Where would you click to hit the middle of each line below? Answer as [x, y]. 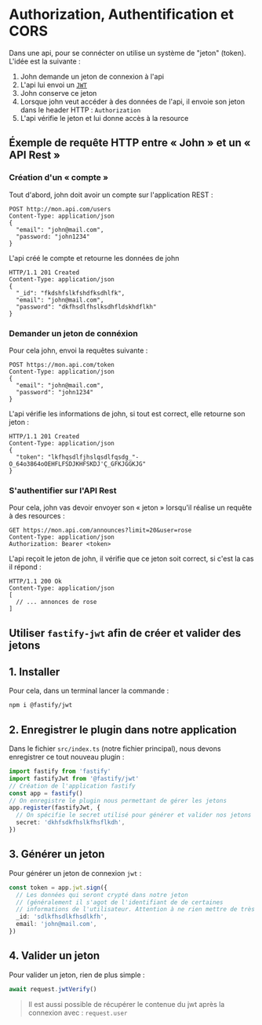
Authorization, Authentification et [122, 15]
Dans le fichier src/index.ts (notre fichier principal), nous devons [115, 749]
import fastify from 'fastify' [60, 771]
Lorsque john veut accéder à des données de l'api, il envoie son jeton [133, 101]
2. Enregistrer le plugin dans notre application [123, 729]
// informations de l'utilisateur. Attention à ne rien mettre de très [136, 910]
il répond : [25, 567]
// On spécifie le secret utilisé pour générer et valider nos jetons [134, 815]
